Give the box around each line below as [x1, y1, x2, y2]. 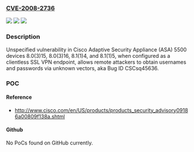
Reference [6, 94, 32, 101]
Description [6, 33, 40, 41]
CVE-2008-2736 [6, 4, 55, 12]
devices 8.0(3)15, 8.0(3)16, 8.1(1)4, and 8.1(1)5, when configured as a [6, 52, 171, 59]
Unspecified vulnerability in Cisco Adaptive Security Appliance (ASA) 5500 [6, 46, 187, 53]
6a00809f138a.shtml [14, 113, 66, 120]
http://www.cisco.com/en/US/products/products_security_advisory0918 [14, 106, 189, 113]
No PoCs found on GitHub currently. [6, 139, 93, 146]
